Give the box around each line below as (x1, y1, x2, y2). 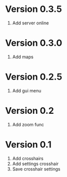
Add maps (12, 54, 34, 60)
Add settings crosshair (12, 161, 59, 167)
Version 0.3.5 (5, 3, 62, 15)
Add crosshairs (12, 155, 44, 161)
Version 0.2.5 (5, 71, 63, 83)
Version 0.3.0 (5, 37, 63, 49)
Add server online (12, 20, 49, 26)
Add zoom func (12, 121, 44, 127)
